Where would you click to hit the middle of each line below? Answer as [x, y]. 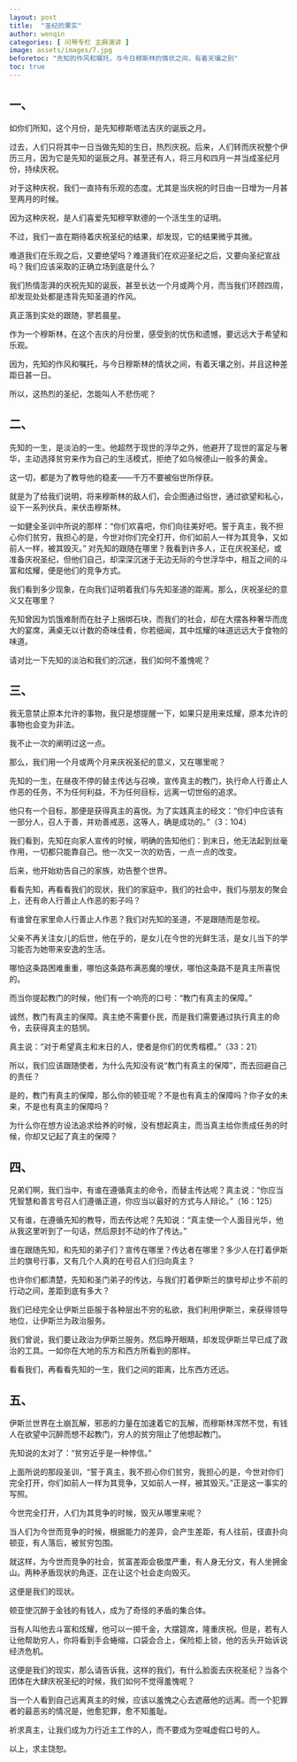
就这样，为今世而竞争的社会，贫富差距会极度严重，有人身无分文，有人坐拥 [145, 1561]
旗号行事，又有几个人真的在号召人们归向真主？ [110, 1261]
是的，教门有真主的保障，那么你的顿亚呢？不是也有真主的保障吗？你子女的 [145, 1096]
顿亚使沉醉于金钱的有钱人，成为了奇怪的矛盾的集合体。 [110, 1610]
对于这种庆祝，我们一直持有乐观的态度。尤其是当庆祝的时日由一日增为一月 [145, 188]
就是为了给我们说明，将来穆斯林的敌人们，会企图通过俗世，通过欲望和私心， [148, 496]
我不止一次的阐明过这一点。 [60, 743]
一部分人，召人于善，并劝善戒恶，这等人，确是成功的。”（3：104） [130, 822]
